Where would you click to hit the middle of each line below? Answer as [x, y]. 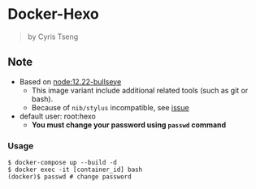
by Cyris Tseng [53, 37]
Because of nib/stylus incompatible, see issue [110, 107]
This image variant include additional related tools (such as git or [140, 90]
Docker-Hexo [53, 14]
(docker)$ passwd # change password [69, 177]
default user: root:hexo [58, 116]
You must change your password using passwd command [129, 125]
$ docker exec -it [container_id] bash [75, 170]
